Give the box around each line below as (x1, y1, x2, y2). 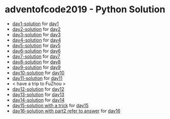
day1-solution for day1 (12, 21, 59, 27)
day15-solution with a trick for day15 (12, 102, 89, 108)
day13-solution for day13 (12, 91, 65, 97)
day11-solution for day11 (12, 75, 62, 81)
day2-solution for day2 (12, 26, 61, 32)
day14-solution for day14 (12, 96, 65, 103)
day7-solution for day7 (12, 53, 60, 60)
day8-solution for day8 (12, 58, 61, 65)
